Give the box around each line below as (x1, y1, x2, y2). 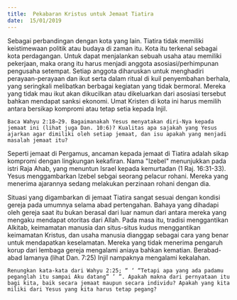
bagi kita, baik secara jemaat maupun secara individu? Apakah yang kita (7, 279, 231, 287)
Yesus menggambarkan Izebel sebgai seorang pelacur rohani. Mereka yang (7, 172, 228, 180)
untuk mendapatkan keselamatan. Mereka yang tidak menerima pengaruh (7, 238, 224, 247)
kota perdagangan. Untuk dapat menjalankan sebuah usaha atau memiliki (7, 51, 222, 60)
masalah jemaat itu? (7, 136, 69, 144)
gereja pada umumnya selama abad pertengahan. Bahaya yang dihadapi (7, 200, 219, 209)
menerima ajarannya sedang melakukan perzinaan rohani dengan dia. (7, 179, 211, 188)
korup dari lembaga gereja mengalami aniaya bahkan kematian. (7, 245, 193, 254)
